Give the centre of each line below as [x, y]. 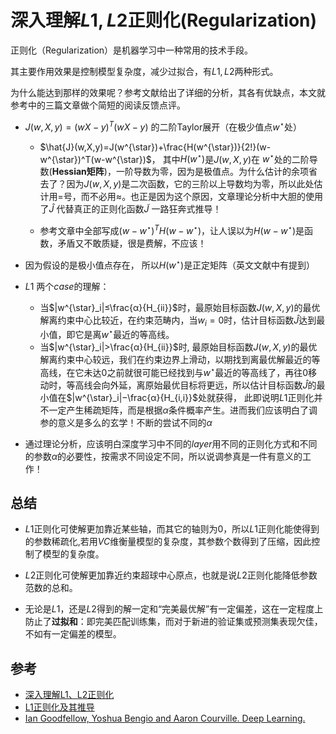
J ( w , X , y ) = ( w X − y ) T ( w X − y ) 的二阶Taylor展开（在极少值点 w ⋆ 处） [163, 126]
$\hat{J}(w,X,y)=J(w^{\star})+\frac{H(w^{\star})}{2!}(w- [155, 147]
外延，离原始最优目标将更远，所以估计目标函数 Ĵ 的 [213, 385]
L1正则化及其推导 [59, 707]
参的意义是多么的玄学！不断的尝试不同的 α [126, 422]
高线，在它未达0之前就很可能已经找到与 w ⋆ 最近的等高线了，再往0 [174, 371]
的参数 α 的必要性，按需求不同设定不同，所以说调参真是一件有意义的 [163, 456]
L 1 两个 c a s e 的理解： [67, 286]
